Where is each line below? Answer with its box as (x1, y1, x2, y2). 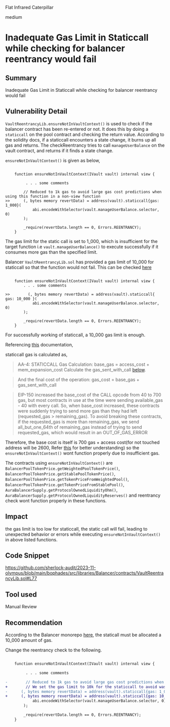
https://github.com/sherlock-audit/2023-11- (5, 565, 96, 571)
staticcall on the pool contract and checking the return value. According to (5, 131, 164, 137)
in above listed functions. (5, 536, 58, 542)
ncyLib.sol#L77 (5, 575, 37, 581)
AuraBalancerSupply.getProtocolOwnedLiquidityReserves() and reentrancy (5, 492, 161, 498)
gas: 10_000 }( (5, 296, 37, 301)
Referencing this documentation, (5, 341, 73, 348)
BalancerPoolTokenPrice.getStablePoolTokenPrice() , (5, 470, 115, 476)
